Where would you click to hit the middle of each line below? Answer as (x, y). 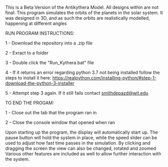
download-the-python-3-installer (40, 83)
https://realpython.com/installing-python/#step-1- (105, 78)
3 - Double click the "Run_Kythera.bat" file (49, 62)
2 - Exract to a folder (27, 53)
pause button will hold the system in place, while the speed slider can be (81, 138)
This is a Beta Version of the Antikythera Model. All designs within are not (82, 7)
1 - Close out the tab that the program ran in (51, 113)
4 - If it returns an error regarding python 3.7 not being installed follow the (82, 72)
